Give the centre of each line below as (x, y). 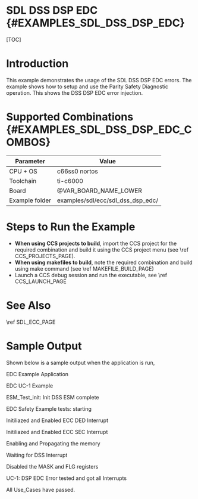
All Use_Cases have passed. (41, 489)
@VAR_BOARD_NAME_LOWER (100, 190)
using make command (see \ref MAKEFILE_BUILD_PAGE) (84, 268)
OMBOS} (29, 142)
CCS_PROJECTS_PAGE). (45, 256)
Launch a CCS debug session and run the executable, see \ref (91, 275)
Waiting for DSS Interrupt (37, 455)
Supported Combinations (70, 117)
